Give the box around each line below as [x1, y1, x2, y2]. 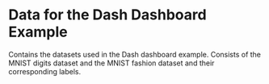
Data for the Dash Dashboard [8, 6, 208, 24]
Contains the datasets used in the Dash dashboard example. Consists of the [8, 49, 261, 59]
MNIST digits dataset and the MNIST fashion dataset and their [8, 58, 215, 68]
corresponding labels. [8, 66, 82, 76]
